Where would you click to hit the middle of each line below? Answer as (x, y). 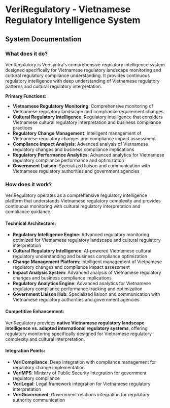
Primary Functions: (26, 96)
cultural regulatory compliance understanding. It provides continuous (78, 75)
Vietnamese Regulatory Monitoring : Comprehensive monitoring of (83, 106)
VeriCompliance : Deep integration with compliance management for (84, 362)
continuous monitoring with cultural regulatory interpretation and (73, 206)
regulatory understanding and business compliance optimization (80, 257)
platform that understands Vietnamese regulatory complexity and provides (83, 201)
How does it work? (29, 184)
